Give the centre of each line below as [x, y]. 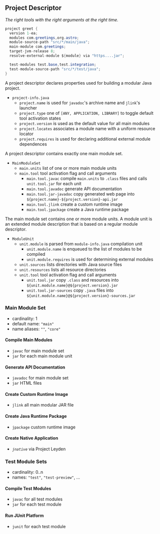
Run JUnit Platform [24, 516]
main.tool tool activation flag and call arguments [68, 173]
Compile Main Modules [29, 340]
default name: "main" [33, 323]
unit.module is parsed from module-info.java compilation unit [81, 244]
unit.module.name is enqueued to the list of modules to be [84, 249]
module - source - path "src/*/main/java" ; [50, 42]
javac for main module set [38, 351]
